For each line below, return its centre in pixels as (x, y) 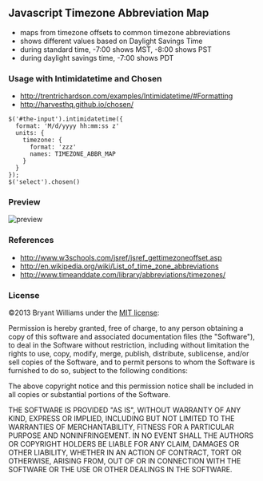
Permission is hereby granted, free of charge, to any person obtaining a (126, 328)
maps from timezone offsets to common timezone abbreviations (125, 32)
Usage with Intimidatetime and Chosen (85, 78)
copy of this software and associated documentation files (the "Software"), (132, 336)
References (31, 240)
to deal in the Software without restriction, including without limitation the (129, 345)
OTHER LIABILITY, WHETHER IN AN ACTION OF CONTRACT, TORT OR (125, 452)
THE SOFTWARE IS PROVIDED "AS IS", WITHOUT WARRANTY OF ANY (125, 410)
